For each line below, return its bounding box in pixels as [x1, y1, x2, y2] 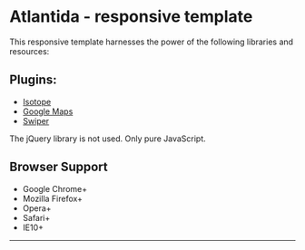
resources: [9, 45, 50, 56]
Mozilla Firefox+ [22, 193, 84, 204]
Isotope [22, 96, 52, 107]
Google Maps [22, 106, 74, 117]
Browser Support [9, 159, 109, 175]
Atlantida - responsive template [9, 6, 253, 27]
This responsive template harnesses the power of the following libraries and [9, 36, 293, 47]
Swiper [22, 115, 50, 126]
